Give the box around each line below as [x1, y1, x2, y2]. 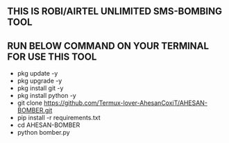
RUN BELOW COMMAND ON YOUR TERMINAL [7, 40, 210, 51]
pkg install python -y [17, 92, 76, 100]
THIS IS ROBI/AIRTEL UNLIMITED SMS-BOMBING [7, 6, 222, 17]
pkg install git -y [17, 84, 64, 92]
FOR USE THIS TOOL [7, 51, 97, 62]
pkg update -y [17, 69, 58, 78]
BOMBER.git [17, 106, 53, 115]
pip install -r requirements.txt [17, 114, 101, 122]
